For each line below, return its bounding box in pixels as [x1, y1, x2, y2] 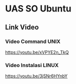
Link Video [5, 23, 39, 31]
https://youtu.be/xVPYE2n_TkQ [5, 49, 69, 55]
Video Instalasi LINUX [5, 61, 59, 68]
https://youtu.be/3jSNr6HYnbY [5, 73, 68, 79]
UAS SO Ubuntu [5, 3, 72, 14]
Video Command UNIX [5, 38, 61, 45]
